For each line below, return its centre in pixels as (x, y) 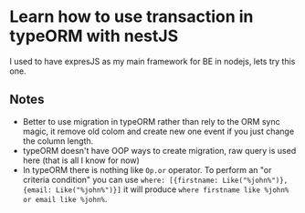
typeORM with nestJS (94, 36)
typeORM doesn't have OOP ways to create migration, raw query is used (159, 150)
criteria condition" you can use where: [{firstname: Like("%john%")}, (155, 179)
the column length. (58, 141)
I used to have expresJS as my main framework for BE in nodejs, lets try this (152, 61)
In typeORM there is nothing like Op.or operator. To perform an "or (147, 169)
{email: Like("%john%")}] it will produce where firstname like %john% (156, 189)
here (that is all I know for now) (81, 160)
